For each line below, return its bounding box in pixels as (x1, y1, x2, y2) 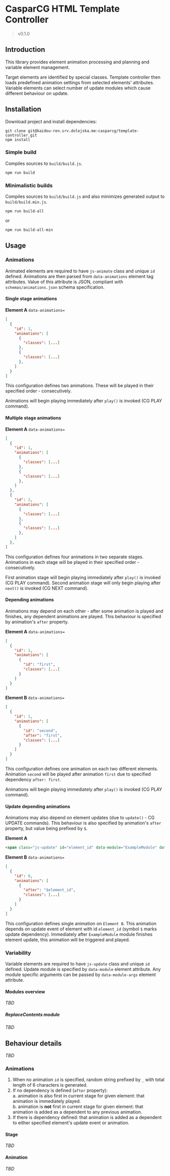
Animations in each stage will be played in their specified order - (5, 559, 140, 565)
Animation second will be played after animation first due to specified (5, 771, 151, 777)
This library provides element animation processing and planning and (5, 59, 150, 65)
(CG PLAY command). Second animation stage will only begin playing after (5, 580, 161, 586)
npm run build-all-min (5, 227, 53, 232)
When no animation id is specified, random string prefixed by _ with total (12, 1077, 164, 1083)
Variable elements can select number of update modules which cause (5, 85, 151, 91)
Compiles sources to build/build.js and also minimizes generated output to (5, 193, 165, 199)
